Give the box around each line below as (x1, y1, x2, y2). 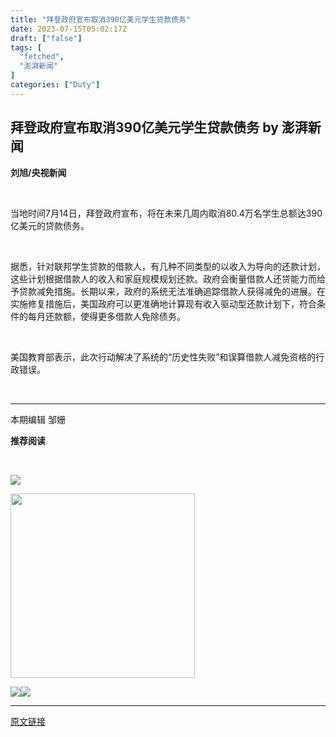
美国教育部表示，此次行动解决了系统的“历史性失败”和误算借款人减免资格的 (10, 351, 317, 363)
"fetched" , (19, 52, 65, 62)
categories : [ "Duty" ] (10, 80, 101, 90)
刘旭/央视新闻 (10, 166, 67, 178)
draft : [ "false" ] (10, 33, 83, 43)
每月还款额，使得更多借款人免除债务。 (27, 310, 186, 322)
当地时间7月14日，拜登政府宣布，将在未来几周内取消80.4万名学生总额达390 (10, 207, 323, 219)
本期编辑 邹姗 (10, 413, 66, 425)
